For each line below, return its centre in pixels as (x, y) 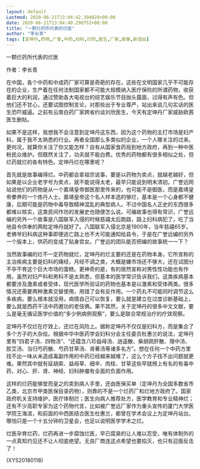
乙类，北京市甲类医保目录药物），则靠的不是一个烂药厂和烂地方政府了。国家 (99, 391)
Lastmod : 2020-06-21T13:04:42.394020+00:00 (61, 17)
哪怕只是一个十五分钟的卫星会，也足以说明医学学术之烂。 (76, 421)
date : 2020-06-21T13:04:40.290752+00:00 (57, 23)
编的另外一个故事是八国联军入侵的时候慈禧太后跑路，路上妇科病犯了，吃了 (97, 219)
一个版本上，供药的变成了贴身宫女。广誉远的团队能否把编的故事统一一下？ (97, 241)
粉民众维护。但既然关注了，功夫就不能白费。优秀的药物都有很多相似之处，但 (100, 154)
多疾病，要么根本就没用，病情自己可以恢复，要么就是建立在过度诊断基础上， (100, 299)
